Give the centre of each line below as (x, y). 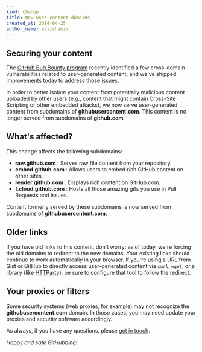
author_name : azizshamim (37, 29)
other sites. (29, 176)
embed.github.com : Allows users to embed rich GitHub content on (99, 169)
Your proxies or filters (48, 291)
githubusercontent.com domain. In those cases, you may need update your (101, 312)
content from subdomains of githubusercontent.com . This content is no (96, 112)
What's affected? (39, 137)
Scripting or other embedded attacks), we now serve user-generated (92, 105)
